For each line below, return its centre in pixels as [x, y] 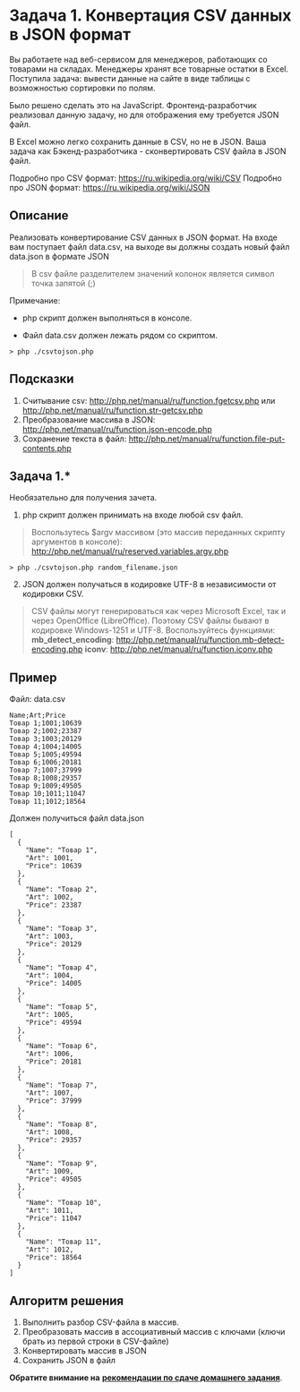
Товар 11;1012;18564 [48, 802]
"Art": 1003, [50, 936]
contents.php [47, 448]
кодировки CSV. [53, 594]
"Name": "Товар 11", [64, 1242]
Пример [33, 677]
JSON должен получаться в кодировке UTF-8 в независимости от [149, 585]
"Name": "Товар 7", [62, 1085]
